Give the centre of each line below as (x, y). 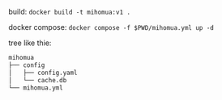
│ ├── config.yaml (43, 73)
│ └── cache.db (38, 80)
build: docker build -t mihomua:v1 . (70, 12)
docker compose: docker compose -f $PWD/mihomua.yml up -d (111, 27)
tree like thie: (30, 43)
